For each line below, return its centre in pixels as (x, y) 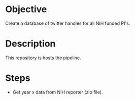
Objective (26, 9)
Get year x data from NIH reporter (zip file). (58, 92)
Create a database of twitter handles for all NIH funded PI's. (68, 23)
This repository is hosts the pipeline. (43, 58)
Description (30, 44)
